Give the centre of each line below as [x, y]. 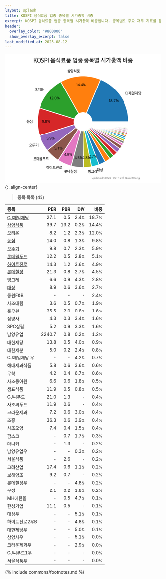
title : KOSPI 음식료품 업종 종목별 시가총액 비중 [49, 16]
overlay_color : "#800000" [36, 31]
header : [13, 26]
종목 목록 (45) [31, 197]
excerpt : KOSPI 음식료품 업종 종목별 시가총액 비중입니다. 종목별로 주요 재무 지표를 [81, 21]
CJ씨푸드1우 [20, 553]
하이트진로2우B [22, 522]
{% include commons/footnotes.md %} [45, 572]
